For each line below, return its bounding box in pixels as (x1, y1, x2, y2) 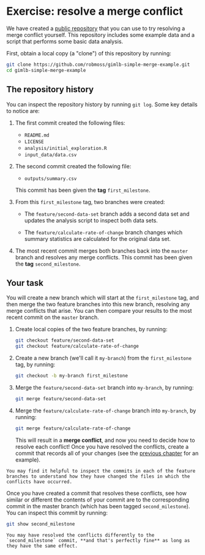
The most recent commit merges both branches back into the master (15, 247, 188, 254)
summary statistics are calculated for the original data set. (24, 235, 171, 242)
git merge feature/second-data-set (15, 395, 106, 402)
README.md (24, 132, 50, 138)
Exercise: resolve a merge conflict (6, 4, 184, 18)
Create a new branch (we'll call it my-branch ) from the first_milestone (15, 355, 192, 362)
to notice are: (6, 107, 40, 114)
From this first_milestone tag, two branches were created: (15, 198, 165, 205)
